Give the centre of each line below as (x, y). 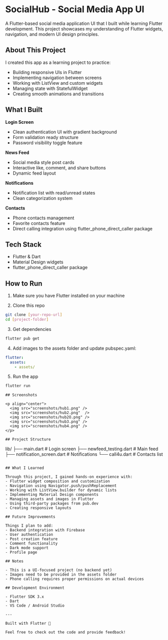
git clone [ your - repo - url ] (34, 315)
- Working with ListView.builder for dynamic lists (61, 490)
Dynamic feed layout (34, 173)
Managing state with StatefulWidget (50, 88)
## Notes (14, 561)
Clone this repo (28, 306)
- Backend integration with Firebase (45, 530)
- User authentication (29, 535)
